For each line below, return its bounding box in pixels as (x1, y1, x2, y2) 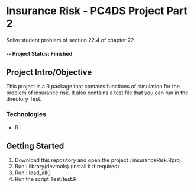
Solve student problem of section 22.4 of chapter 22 (6, 36, 134, 43)
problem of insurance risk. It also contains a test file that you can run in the (6, 89, 189, 96)
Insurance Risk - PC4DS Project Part (6, 4, 188, 18)
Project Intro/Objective (6, 67, 92, 77)
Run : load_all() (14, 169, 51, 176)
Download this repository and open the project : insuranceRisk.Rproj (14, 157, 182, 164)
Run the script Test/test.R (14, 176, 77, 183)
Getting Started (6, 141, 64, 151)
